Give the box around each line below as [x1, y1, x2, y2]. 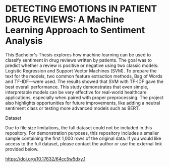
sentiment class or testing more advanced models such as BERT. [5, 105, 140, 111]
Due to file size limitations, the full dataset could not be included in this [5, 124, 152, 131]
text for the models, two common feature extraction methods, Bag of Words [5, 73, 163, 79]
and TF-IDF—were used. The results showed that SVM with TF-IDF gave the [5, 78, 164, 85]
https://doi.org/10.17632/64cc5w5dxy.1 [5, 155, 86, 161]
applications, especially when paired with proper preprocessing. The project [5, 94, 164, 101]
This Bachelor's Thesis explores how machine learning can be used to [5, 51, 151, 58]
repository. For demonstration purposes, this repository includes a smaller [5, 130, 159, 136]
